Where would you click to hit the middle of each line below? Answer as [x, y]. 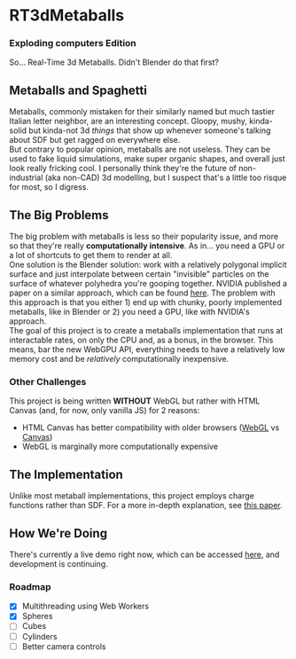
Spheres [37, 616]
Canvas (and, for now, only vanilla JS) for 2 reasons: [105, 411]
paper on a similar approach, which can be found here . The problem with [143, 293]
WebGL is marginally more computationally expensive [120, 447]
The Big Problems [59, 215]
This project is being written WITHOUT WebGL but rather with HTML [135, 401]
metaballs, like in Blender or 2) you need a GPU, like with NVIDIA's [129, 312]
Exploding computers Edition [73, 43]
